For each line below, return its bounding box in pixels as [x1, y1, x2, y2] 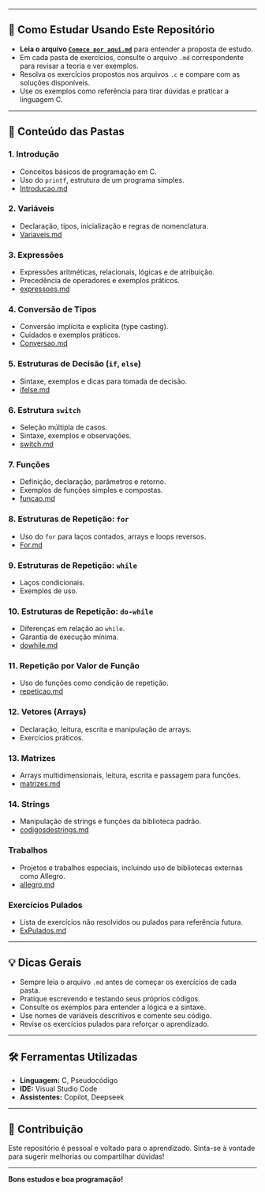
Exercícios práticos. [19, 732, 84, 742]
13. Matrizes [8, 752, 56, 763]
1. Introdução [8, 149, 59, 160]
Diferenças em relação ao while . [19, 624, 125, 634]
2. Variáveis [8, 203, 55, 214]
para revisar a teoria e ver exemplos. [19, 61, 139, 70]
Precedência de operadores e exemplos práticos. [19, 276, 180, 286]
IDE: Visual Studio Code [19, 1084, 98, 1093]
